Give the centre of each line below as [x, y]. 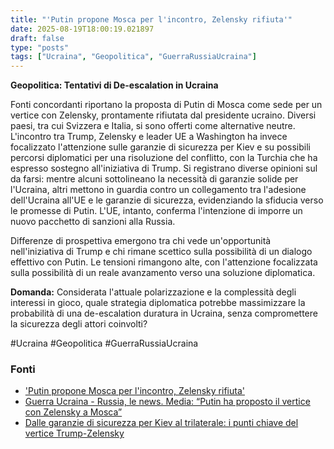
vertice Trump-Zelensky [74, 433]
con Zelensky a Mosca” [73, 412]
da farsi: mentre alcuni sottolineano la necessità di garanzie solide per [154, 179]
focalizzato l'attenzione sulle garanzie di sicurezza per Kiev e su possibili [160, 147]
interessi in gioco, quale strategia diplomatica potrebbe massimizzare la [158, 303]
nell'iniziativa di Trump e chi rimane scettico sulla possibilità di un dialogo [161, 252]
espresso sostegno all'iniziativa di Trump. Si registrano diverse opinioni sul [164, 168]
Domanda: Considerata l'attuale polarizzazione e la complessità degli [153, 292]
